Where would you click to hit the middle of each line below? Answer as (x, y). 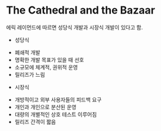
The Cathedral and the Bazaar (80, 10)
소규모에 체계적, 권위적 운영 (46, 67)
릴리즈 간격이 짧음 (35, 122)
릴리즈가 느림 (30, 74)
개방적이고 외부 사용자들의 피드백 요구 (58, 99)
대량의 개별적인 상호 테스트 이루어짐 (56, 114)
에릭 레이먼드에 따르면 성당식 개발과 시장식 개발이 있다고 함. (75, 27)
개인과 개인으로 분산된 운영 (45, 107)
